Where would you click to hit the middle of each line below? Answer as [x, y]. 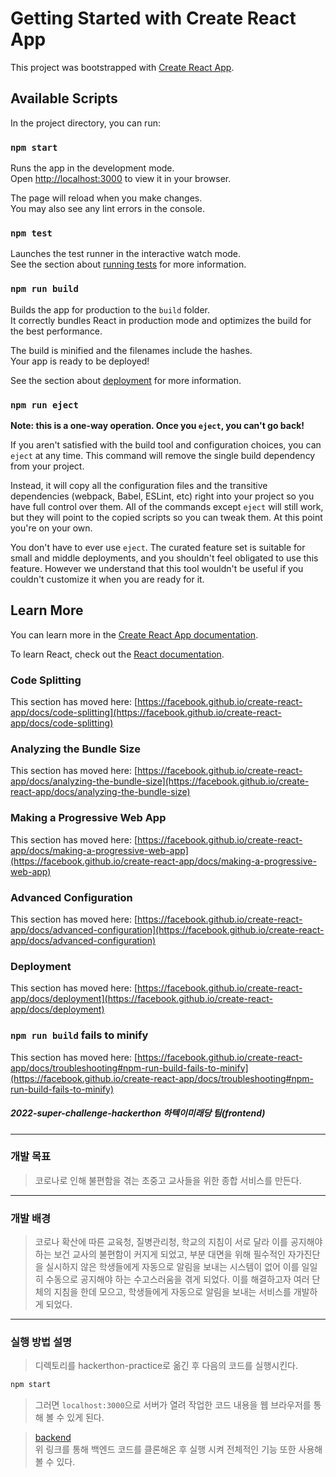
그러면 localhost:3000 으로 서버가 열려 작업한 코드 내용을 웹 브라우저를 [173, 1405]
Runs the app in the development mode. [92, 168]
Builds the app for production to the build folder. [110, 309]
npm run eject [44, 405]
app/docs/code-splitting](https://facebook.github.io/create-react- [146, 713]
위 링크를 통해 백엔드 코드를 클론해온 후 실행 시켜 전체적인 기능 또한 [165, 1449]
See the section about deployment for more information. [126, 380]
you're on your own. [51, 528]
